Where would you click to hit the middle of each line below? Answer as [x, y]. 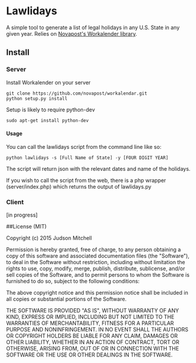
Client [15, 202]
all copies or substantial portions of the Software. [66, 299]
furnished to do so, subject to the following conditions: [73, 281]
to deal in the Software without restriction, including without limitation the [96, 262]
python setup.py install [37, 98]
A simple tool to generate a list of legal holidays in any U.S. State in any [93, 27]
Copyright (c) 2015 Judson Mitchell [49, 238]
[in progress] [22, 215]
